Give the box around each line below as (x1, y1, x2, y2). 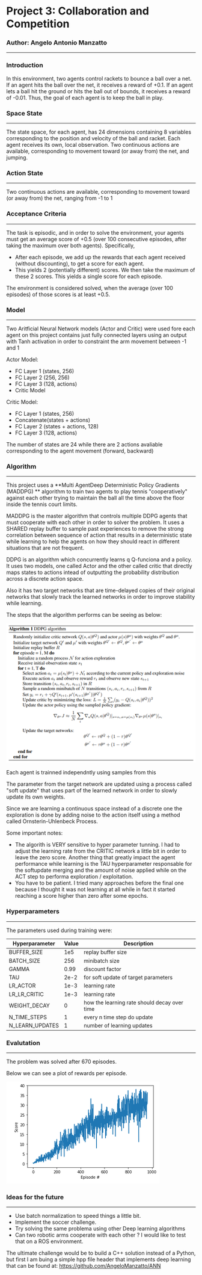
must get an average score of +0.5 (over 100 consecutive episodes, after (6, 235, 187, 242)
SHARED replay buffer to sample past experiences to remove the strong (6, 525, 184, 533)
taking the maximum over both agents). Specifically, (6, 242, 135, 249)
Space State (6, 109, 43, 117)
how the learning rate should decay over (84, 999, 183, 1006)
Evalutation (6, 1039, 40, 1047)
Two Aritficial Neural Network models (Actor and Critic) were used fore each (6, 325, 195, 332)
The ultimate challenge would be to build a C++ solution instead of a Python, (6, 1250, 196, 1257)
